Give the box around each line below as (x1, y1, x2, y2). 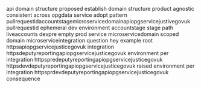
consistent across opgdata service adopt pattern (6, 11, 128, 19)
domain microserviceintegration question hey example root (6, 37, 153, 44)
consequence (6, 75, 40, 82)
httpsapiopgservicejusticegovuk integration (6, 43, 115, 50)
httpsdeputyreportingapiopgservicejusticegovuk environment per (6, 50, 169, 56)
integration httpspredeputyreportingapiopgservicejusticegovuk (6, 56, 163, 63)
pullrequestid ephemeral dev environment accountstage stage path (6, 24, 174, 31)
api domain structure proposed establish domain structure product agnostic (6, 5, 195, 12)
